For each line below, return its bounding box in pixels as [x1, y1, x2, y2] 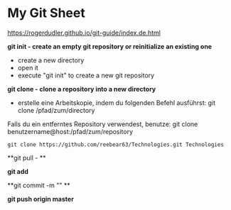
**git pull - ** [7, 153, 46, 162]
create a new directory [17, 55, 85, 65]
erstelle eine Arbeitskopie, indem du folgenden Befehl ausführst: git [17, 98, 215, 107]
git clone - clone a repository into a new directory [7, 84, 156, 93]
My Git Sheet [7, 5, 85, 21]
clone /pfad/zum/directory [17, 106, 95, 114]
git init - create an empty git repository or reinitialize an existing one [7, 42, 212, 50]
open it [17, 63, 39, 72]
